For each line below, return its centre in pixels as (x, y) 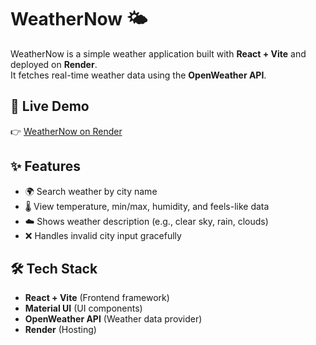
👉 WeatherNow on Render (66, 131)
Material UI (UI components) (83, 308)
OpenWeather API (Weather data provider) (113, 319)
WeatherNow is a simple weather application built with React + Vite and (158, 53)
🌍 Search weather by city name (91, 191)
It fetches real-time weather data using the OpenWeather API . (138, 75)
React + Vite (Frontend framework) (97, 298)
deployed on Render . (54, 64)
